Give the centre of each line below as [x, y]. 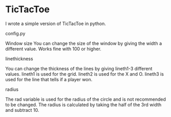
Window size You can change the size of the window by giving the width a [84, 43]
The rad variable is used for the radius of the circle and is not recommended [86, 99]
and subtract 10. [22, 110]
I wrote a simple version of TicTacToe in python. [56, 24]
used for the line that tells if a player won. [49, 79]
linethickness [19, 58]
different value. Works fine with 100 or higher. [53, 49]
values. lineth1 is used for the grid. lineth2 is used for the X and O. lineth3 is [84, 74]
